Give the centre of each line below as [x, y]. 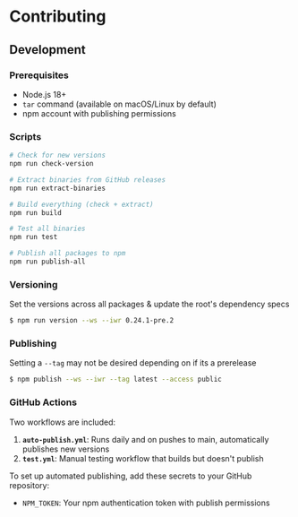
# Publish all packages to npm [68, 254]
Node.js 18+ [44, 94]
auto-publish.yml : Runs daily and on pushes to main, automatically [145, 439]
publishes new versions [66, 449]
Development [48, 50]
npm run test [34, 237]
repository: [30, 485]
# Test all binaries [48, 229]
